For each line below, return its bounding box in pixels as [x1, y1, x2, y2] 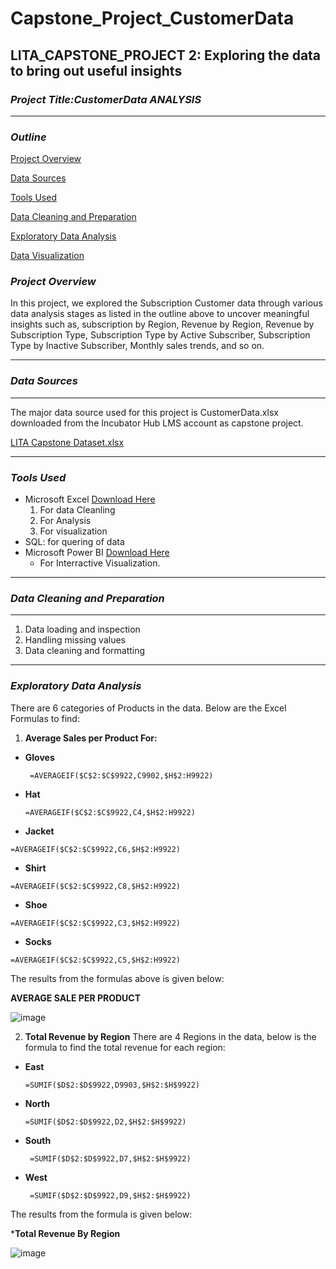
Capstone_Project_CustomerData [10, 7, 295, 30]
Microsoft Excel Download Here [24, 493, 156, 506]
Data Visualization [10, 250, 85, 262]
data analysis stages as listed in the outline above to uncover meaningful [10, 308, 310, 320]
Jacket [24, 825, 55, 837]
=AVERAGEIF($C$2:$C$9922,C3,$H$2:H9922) [10, 918, 182, 928]
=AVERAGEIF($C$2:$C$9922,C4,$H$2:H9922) [24, 807, 196, 817]
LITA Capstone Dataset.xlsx [10, 436, 125, 448]
